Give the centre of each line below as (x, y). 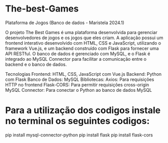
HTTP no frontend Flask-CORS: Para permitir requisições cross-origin (77, 85)
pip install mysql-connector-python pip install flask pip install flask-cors (79, 135)
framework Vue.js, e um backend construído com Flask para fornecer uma (82, 48)
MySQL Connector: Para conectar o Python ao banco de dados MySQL (78, 90)
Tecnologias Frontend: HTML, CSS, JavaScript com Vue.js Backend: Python (83, 74)
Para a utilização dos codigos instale (83, 110)
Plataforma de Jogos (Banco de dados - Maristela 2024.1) (65, 23)
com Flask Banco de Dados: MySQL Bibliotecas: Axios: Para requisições (80, 79)
